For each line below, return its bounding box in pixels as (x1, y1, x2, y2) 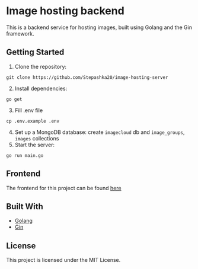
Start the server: (14, 141, 55, 148)
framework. (6, 30, 34, 37)
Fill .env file (14, 107, 43, 114)
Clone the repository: (14, 63, 67, 70)
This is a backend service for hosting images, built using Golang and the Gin (6, 24, 193, 31)
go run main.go (6, 152, 44, 158)
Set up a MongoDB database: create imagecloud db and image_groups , (14, 129, 185, 136)
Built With (6, 201, 43, 212)
